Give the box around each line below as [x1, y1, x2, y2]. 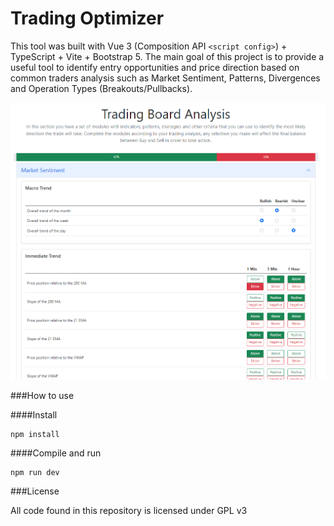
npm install [10, 430, 60, 440]
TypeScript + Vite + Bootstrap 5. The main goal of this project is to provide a [10, 50, 325, 62]
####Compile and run [10, 447, 102, 459]
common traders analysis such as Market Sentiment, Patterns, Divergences [10, 72, 321, 84]
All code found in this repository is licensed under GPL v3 [10, 505, 248, 517]
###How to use [10, 390, 75, 402]
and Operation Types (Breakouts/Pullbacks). [10, 82, 193, 94]
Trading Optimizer [10, 7, 165, 30]
